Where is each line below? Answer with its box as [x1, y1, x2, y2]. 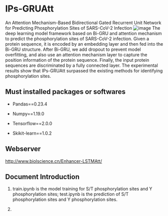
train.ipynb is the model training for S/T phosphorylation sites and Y [12, 186, 152, 192]
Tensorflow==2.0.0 [12, 120, 53, 126]
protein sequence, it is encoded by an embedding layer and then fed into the [5, 41, 163, 47]
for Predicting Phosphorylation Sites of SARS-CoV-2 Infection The [5, 25, 160, 31]
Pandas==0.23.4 [12, 101, 48, 107]
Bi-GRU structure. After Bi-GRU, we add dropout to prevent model [5, 46, 141, 52]
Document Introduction [5, 172, 80, 181]
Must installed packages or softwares [5, 87, 126, 96]
